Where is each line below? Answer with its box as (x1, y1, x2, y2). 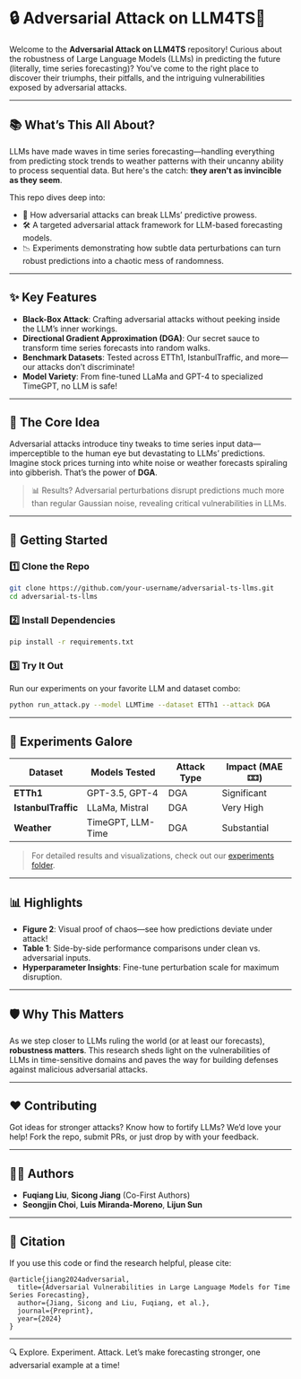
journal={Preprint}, (17, 1306, 94, 1316)
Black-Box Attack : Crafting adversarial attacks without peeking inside (21, 313, 280, 324)
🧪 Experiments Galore (9, 733, 133, 749)
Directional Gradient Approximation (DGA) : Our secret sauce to (21, 332, 260, 343)
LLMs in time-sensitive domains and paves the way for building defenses (9, 1054, 279, 1065)
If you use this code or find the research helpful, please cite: (9, 1258, 232, 1269)
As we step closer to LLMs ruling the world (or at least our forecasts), (9, 1035, 265, 1046)
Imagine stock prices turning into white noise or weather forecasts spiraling (9, 458, 288, 469)
